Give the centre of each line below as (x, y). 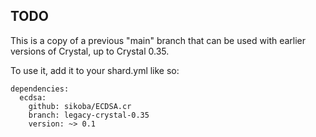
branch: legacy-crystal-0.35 (89, 115)
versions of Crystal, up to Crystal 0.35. (90, 51)
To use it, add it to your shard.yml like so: (95, 70)
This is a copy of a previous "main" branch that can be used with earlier (158, 40)
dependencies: (40, 89)
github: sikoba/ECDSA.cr (80, 106)
